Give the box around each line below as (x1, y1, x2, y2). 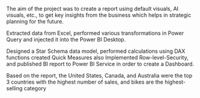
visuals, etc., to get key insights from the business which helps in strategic (6, 11, 192, 19)
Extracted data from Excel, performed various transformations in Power (6, 29, 184, 37)
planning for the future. (6, 18, 64, 25)
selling (6, 85, 23, 92)
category (24, 85, 47, 92)
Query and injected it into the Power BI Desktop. (6, 36, 126, 43)
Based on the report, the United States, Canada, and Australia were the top (6, 72, 193, 79)
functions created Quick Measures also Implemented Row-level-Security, (6, 54, 189, 61)
